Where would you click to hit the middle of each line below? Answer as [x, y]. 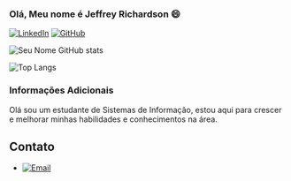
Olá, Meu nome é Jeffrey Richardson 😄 [95, 14]
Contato [32, 146]
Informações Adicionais [61, 90]
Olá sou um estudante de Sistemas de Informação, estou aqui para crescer [145, 109]
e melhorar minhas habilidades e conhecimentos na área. [114, 119]
